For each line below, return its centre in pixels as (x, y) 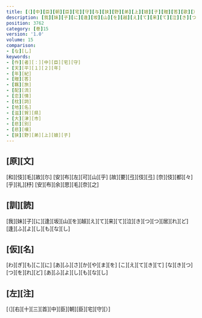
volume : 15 (20, 40)
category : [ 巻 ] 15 (28, 29)
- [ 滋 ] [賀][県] (24, 113)
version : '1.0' (25, 34)
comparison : (21, 46)
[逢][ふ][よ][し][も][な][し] (38, 228)
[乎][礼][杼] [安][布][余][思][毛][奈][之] (53, 184)
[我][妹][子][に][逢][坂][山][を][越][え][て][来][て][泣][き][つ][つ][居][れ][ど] (97, 221)
